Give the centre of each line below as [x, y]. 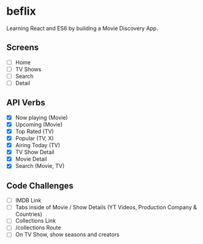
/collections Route [38, 227]
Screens [22, 48]
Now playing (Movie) [41, 117]
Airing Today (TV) [37, 145]
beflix [21, 11]
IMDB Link [28, 200]
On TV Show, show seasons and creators [67, 235]
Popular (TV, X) [34, 138]
